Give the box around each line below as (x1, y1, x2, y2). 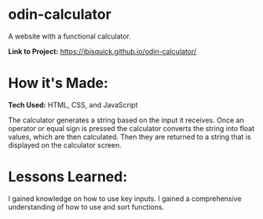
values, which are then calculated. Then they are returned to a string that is (8, 132, 251, 141)
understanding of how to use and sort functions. (8, 202, 165, 211)
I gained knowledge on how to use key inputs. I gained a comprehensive (8, 194, 242, 203)
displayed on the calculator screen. (8, 140, 122, 150)
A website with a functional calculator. (8, 31, 132, 41)
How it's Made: (8, 75, 108, 92)
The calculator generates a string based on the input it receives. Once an (8, 115, 245, 125)
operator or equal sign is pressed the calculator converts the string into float (8, 123, 255, 133)
